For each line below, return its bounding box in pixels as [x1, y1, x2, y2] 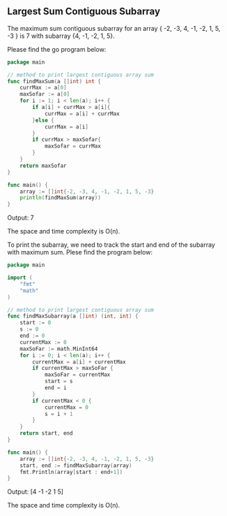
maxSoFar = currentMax [44, 371, 111, 378]
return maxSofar [19, 162, 68, 169]
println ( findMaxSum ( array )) [19, 194, 101, 201]
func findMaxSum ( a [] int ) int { [7, 78, 101, 85]
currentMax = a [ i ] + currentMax [32, 358, 127, 366]
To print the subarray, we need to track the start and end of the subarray [7, 241, 216, 249]
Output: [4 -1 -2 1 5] [7, 487, 64, 496]
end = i [44, 385, 68, 392]
